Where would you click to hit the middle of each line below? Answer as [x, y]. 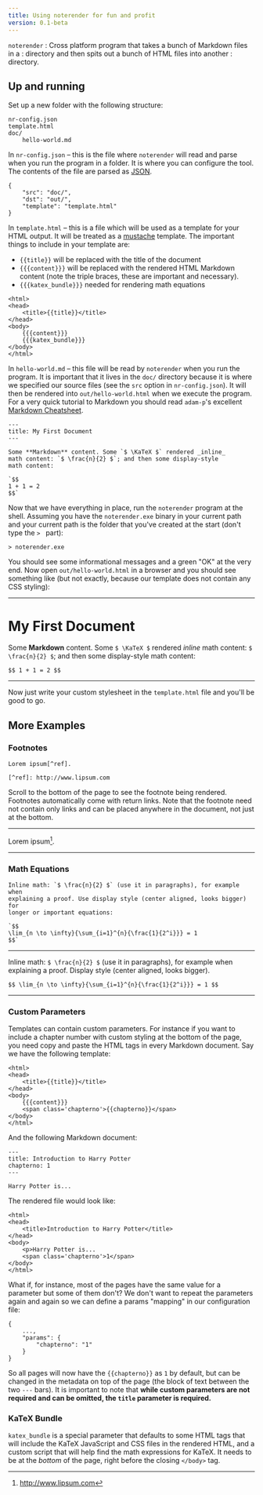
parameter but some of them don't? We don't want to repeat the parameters [131, 1293]
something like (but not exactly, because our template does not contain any [130, 578]
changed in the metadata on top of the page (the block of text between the [129, 1381]
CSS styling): [29, 587]
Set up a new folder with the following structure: [86, 105]
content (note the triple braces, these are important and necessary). [129, 276]
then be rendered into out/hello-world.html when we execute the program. [130, 394]
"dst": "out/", [47, 200]
